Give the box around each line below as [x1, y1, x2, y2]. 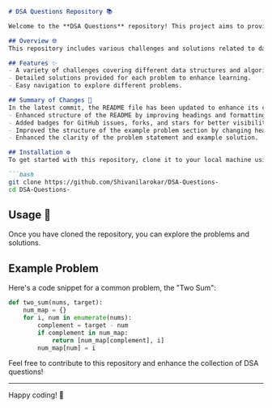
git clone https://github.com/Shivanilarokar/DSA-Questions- [8, 178, 219, 186]
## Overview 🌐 [8, 36, 57, 45]
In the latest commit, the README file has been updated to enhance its [8, 104, 259, 112]
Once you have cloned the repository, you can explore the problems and [8, 229, 249, 239]
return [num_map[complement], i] [51, 336, 164, 344]
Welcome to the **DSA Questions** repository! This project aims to [8, 22, 244, 30]
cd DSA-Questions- [8, 185, 70, 193]
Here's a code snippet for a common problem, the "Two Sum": [8, 283, 217, 293]
